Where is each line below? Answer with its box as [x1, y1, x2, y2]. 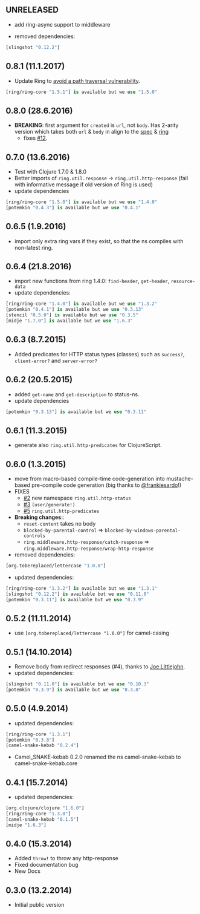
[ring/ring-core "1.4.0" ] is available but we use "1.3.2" [5, 301, 158, 307]
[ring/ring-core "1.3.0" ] [5, 811, 71, 817]
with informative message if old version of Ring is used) [14, 181, 153, 188]
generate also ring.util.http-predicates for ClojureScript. [14, 442, 162, 449]
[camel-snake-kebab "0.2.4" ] [5, 742, 79, 749]
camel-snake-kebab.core [14, 760, 78, 767]
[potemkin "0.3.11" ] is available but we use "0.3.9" [5, 596, 144, 602]
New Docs [14, 867, 40, 875]
